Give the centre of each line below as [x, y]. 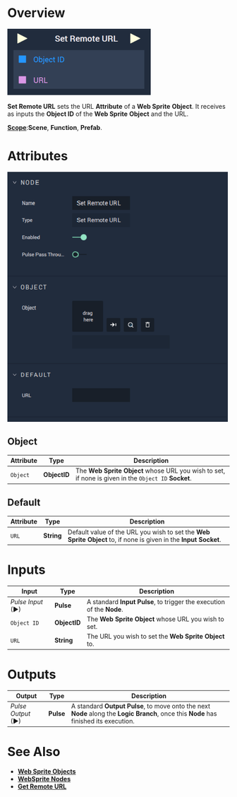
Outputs [32, 674]
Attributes [38, 156]
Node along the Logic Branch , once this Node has [144, 714]
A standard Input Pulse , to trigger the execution [156, 601]
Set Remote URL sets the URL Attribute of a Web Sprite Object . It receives [116, 106]
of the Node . [105, 609]
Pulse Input [27, 601]
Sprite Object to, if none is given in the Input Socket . [145, 539]
